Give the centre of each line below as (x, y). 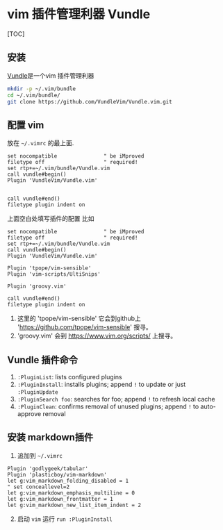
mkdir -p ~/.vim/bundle (42, 89)
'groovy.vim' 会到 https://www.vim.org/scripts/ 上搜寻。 (97, 336)
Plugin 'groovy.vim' (37, 287)
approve (29, 414)
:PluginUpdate (38, 392)
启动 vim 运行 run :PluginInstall (65, 519)
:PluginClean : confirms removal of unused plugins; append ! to (108, 406)
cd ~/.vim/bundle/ (34, 95)
